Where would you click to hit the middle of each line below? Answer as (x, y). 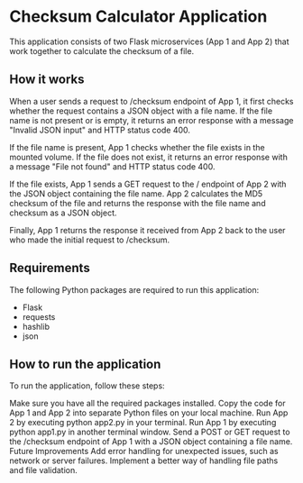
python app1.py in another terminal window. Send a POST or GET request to (150, 432)
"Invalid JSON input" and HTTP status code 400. (100, 130)
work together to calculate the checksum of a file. (102, 50)
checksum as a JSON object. (63, 213)
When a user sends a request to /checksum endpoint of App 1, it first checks (151, 101)
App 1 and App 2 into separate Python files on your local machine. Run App (149, 413)
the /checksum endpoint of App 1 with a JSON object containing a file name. (151, 442)
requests (39, 316)
